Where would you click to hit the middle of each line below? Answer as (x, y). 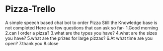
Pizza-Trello (30, 9)
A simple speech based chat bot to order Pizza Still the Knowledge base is (81, 23)
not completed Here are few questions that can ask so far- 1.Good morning (81, 27)
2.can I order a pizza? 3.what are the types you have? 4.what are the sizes (81, 33)
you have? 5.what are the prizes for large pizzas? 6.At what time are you (79, 38)
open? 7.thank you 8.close (32, 43)
